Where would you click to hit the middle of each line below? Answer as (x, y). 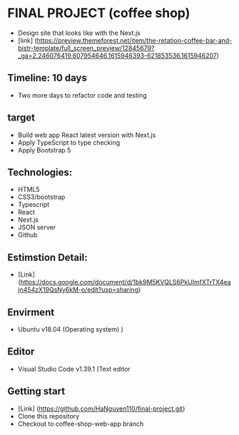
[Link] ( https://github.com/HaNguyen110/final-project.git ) (101, 409)
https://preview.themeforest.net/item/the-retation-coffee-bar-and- (134, 40)
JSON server (37, 227)
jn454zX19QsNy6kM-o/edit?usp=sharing (78, 290)
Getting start (36, 391)
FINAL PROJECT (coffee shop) (99, 13)
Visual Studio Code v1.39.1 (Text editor (74, 369)
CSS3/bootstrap (41, 197)
